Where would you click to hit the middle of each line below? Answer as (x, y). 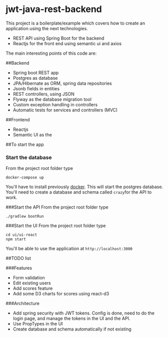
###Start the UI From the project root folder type (56, 226)
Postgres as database (35, 78)
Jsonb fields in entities (36, 88)
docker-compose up (25, 178)
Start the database (29, 157)
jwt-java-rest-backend (54, 9)
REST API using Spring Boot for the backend (58, 38)
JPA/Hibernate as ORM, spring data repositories (62, 83)
